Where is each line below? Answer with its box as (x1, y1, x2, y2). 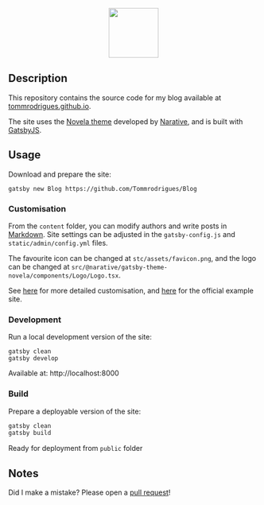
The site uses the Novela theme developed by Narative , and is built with (8, 116, 243, 126)
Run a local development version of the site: (8, 332, 153, 342)
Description (8, 72, 68, 85)
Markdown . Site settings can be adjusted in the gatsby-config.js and (8, 229, 236, 239)
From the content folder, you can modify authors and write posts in (8, 221, 227, 231)
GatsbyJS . (8, 125, 42, 134)
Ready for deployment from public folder (8, 444, 143, 453)
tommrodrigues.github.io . (8, 101, 91, 111)
